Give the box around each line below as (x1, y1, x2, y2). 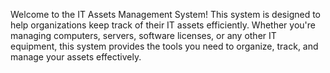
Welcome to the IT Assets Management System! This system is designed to (10, 9, 321, 20)
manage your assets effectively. (10, 51, 142, 63)
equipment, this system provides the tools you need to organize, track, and (10, 40, 319, 52)
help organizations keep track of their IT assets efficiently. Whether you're (10, 19, 316, 31)
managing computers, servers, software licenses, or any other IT (10, 30, 277, 41)
